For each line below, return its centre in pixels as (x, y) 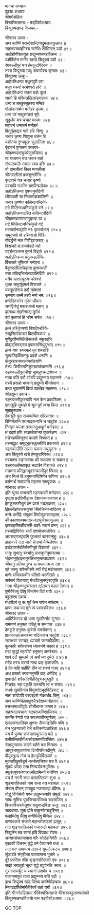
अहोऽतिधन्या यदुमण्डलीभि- (25, 257)
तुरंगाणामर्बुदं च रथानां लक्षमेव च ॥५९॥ (34, 871)
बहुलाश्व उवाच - (17, 597)
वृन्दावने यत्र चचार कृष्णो (23, 180)
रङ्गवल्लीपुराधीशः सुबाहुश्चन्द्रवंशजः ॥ (33, 372)
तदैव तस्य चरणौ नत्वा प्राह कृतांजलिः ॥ (34, 663)
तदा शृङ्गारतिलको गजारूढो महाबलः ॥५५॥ (38, 827)
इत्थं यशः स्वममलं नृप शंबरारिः (27, 350)
